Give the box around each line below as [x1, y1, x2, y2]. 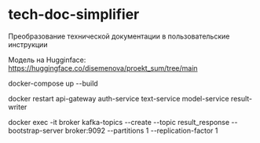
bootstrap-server [8, 126, 64, 135]
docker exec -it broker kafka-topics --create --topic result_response [8, 117, 230, 126]
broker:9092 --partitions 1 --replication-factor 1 [64, 126, 218, 135]
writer [8, 102, 27, 112]
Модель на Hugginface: [8, 55, 86, 64]
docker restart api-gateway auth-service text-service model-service [8, 93, 229, 103]
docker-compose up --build [8, 79, 98, 88]
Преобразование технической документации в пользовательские [8, 31, 230, 41]
